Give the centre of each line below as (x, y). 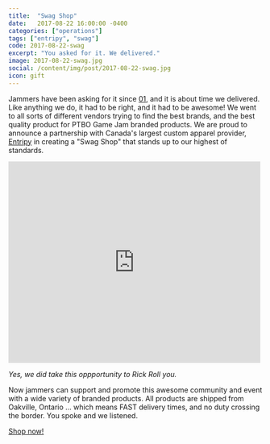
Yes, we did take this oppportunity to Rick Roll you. (93, 374)
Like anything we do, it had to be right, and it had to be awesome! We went (132, 107)
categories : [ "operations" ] (56, 31)
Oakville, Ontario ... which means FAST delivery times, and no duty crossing (134, 407)
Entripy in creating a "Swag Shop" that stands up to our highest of (118, 141)
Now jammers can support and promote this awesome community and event (135, 390)
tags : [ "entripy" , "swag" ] (54, 38)
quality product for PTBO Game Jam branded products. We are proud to (128, 124)
